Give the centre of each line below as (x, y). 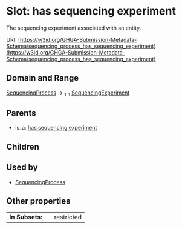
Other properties (38, 201)
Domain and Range (43, 78)
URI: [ (13, 39)
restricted (68, 217)
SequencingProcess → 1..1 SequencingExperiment (68, 93)
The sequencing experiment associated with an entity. (74, 28)
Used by (22, 168)
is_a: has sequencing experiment (56, 128)
